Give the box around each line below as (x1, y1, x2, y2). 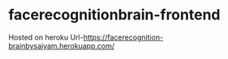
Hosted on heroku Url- (8, 32, 84, 42)
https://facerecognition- (83, 32, 164, 42)
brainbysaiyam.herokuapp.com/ (8, 40, 115, 50)
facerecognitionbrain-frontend (8, 6, 221, 24)
